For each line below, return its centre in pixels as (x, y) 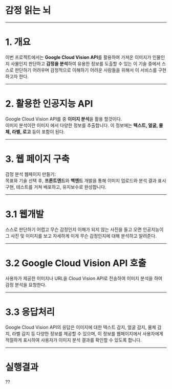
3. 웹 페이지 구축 (38, 159)
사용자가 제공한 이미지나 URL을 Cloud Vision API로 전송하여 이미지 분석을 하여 (84, 278)
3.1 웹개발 (25, 214)
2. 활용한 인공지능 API (49, 104)
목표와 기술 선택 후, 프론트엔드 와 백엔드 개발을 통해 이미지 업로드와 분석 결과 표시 (86, 180)
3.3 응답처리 (30, 312)
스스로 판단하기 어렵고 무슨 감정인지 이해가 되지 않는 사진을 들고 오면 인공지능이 (84, 229)
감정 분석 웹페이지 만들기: (31, 174)
